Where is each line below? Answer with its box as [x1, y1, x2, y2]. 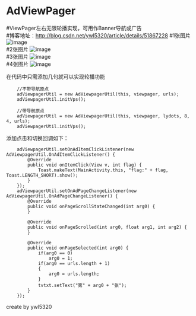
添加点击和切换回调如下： [6, 135, 69, 142]
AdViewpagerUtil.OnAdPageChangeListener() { [6, 193, 118, 199]
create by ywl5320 [6, 303, 52, 310]
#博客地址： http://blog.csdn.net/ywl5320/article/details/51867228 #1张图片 [6, 31, 191, 39]
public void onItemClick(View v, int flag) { [27, 162, 143, 168]
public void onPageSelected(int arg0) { [27, 245, 129, 251]
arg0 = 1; [48, 255, 73, 261]
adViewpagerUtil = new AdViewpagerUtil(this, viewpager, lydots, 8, [17, 113, 190, 119]
